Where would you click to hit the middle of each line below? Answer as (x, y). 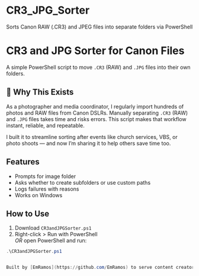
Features (23, 162)
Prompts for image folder (45, 176)
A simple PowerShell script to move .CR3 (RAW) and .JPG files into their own (98, 67)
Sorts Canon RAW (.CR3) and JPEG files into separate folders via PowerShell (99, 27)
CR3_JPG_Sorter (48, 10)
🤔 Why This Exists (40, 92)
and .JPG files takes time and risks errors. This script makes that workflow (96, 119)
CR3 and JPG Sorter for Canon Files (95, 51)
